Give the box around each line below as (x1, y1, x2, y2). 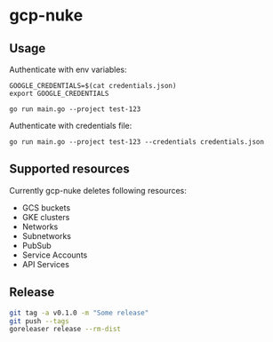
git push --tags (9, 316, 69, 325)
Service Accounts (21, 250, 88, 260)
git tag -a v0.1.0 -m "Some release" (9, 308, 149, 317)
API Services (21, 258, 69, 269)
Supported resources (9, 162, 131, 177)
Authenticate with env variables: (9, 64, 127, 75)
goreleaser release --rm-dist (9, 325, 122, 334)
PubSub (21, 240, 52, 251)
